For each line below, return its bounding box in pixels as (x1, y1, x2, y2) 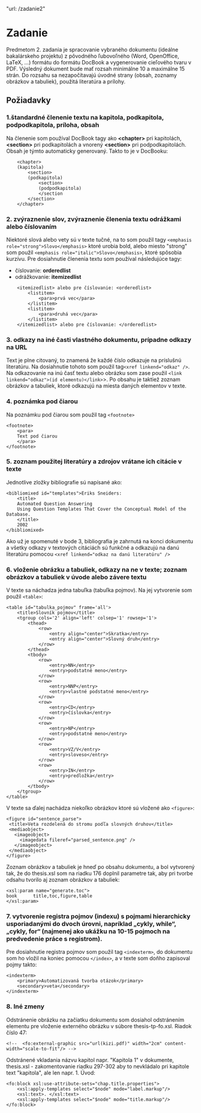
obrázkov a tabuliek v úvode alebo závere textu (6, 573, 147, 581)
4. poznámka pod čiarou (6, 397, 78, 406)
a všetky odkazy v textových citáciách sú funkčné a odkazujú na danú (6, 544, 180, 551)
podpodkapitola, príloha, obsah (6, 121, 100, 129)
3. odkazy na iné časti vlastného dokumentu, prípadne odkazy (6, 335, 191, 344)
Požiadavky (6, 96, 51, 106)
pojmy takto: (6, 961, 37, 968)
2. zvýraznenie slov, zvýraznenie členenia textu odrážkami (6, 215, 182, 223)
